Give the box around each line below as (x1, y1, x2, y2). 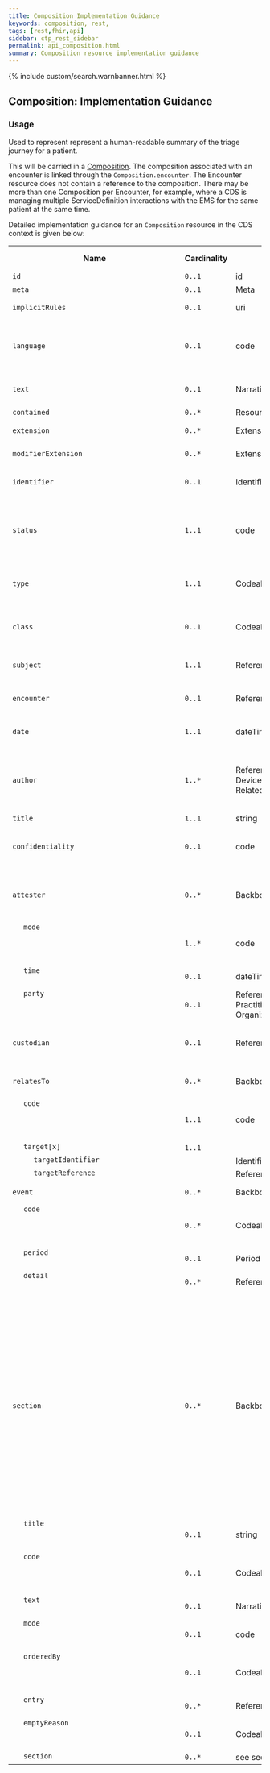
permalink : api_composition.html (8, 42, 121, 50)
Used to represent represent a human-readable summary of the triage (8, 137, 240, 147)
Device (235, 774, 263, 786)
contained (12, 408, 50, 417)
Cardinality (184, 252, 228, 264)
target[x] (23, 1142, 61, 1151)
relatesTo (12, 1077, 50, 1086)
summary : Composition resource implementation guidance (8, 49, 199, 57)
